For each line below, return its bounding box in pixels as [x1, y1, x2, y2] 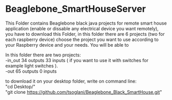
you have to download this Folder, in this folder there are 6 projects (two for [5, 31, 165, 37]
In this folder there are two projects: [5, 52, 81, 58]
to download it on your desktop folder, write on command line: [5, 78, 137, 84]
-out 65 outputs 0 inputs [5, 68, 57, 74]
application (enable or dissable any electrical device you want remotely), [5, 25, 159, 31]
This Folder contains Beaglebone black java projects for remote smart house [5, 20, 167, 26]
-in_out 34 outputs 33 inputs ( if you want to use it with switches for [5, 57, 149, 63]
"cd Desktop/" [5, 83, 36, 90]
